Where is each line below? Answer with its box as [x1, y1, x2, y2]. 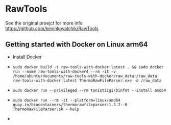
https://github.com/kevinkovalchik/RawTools [5, 25, 99, 31]
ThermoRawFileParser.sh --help [12, 107, 80, 112]
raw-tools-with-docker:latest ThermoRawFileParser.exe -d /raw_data [12, 78, 162, 83]
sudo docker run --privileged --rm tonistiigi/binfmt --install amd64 [12, 88, 166, 93]
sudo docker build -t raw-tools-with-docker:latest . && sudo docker [12, 64, 164, 69]
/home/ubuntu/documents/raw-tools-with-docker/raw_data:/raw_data [12, 73, 157, 79]
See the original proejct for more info [5, 20, 83, 26]
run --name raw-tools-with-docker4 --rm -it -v [12, 69, 116, 74]
